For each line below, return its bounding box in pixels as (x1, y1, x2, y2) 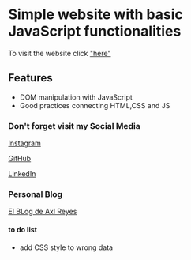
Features (8, 71, 53, 85)
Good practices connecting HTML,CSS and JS (19, 100, 170, 110)
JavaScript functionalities (8, 22, 182, 40)
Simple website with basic (8, 6, 184, 24)
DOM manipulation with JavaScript (19, 92, 133, 102)
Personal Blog (8, 188, 63, 199)
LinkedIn (8, 169, 36, 179)
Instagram (8, 138, 41, 148)
